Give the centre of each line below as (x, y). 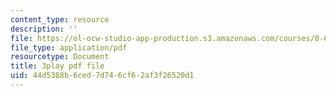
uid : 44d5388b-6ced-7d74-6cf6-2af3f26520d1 (102, 76)
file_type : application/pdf (69, 47)
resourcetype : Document (60, 57)
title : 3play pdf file (57, 66)
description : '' (44, 29)
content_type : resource (60, 19)
